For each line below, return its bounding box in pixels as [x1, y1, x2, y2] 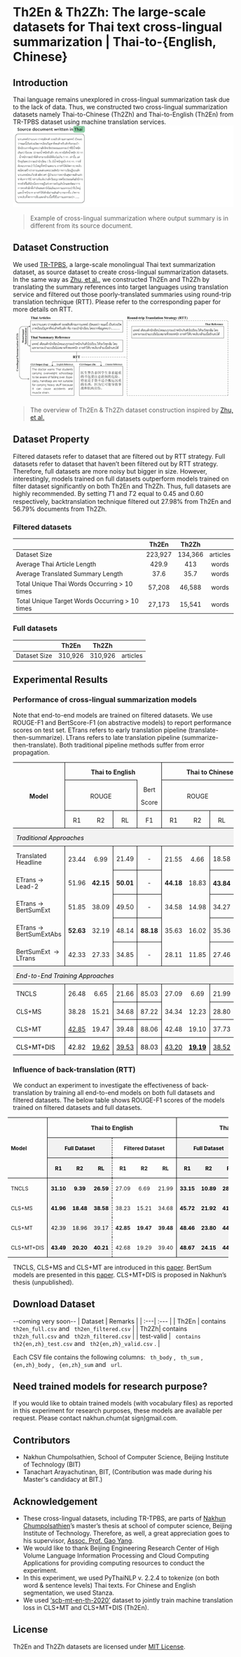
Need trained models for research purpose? [13, 1380, 208, 1392]
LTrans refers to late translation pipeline [66, 733, 181, 741]
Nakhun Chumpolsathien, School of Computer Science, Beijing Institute [22, 1453, 229, 1462]
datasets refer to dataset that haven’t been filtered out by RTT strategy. [13, 460, 219, 468]
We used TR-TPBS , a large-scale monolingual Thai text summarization [13, 260, 216, 268]
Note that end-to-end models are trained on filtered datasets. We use [13, 710, 213, 719]
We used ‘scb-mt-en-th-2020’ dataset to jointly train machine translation [22, 1595, 233, 1604]
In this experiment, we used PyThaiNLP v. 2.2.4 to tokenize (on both [22, 1574, 219, 1582]
